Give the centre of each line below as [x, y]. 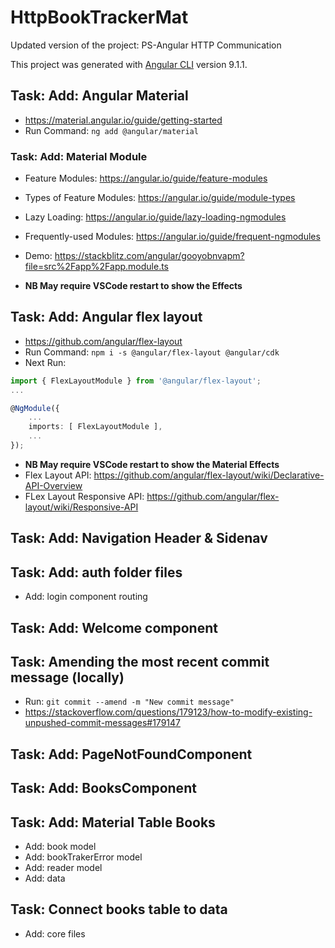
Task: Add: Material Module [79, 156]
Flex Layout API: [58, 475]
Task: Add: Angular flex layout [106, 317]
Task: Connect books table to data [119, 909]
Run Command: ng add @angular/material [111, 130]
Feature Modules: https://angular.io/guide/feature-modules [146, 178]
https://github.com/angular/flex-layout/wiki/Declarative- [209, 475]
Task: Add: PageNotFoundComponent [131, 754]
